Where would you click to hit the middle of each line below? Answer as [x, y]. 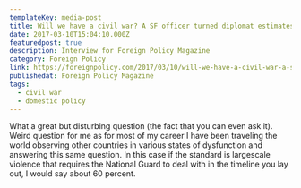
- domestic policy [52, 101]
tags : [19, 84]
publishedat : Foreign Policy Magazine [82, 76]
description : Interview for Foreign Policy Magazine [110, 51]
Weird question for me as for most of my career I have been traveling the [143, 136]
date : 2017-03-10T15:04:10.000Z [69, 34]
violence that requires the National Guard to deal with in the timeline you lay [149, 164]
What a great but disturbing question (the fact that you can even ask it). [141, 126]
